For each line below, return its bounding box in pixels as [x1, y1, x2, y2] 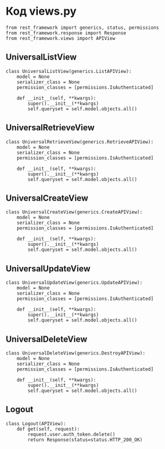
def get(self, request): [16, 426, 80, 432]
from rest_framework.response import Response [5, 29, 127, 36]
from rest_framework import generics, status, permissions [5, 25, 159, 31]
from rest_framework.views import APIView [5, 35, 116, 41]
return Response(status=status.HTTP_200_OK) [28, 437, 143, 443]
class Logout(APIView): [5, 420, 67, 427]
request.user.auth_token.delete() [28, 431, 116, 437]
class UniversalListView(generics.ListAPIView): [5, 68, 132, 74]
